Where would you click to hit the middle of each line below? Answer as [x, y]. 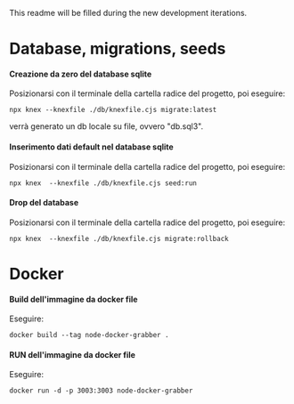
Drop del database [44, 203]
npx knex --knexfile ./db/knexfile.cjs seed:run [103, 183]
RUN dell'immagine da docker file [73, 354]
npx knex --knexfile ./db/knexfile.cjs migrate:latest [113, 110]
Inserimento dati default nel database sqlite [91, 147]
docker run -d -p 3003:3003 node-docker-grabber [101, 391]
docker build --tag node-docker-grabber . [89, 335]
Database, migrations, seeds [118, 49]
